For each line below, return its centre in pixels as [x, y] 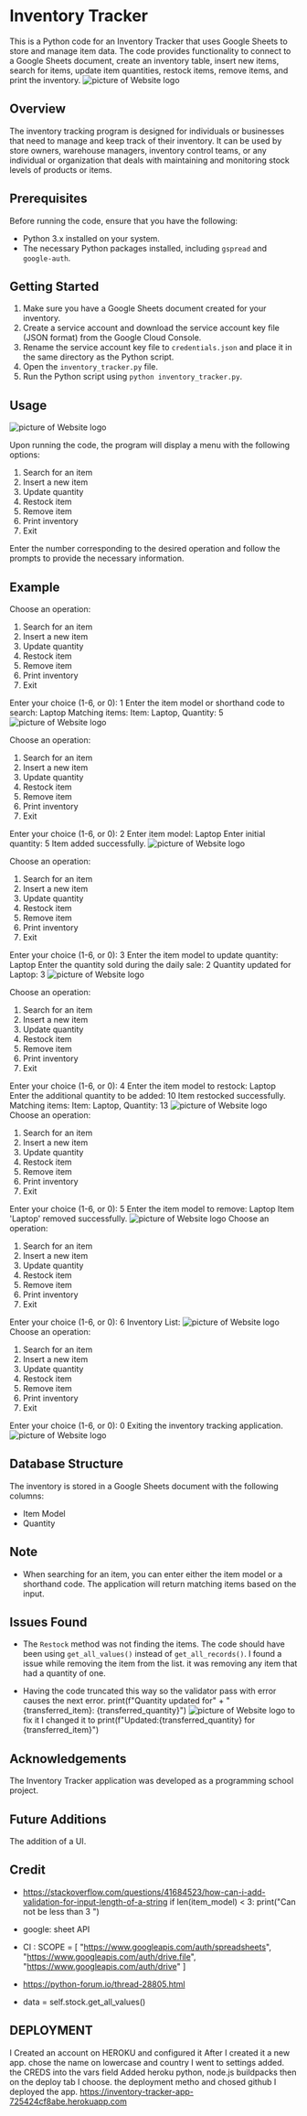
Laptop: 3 [27, 974]
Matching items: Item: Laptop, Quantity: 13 [89, 1105]
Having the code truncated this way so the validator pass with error [149, 1691]
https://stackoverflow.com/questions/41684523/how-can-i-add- [144, 1892]
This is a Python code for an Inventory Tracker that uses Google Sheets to [148, 41]
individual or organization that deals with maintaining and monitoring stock [150, 160]
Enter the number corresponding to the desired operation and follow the [145, 549]
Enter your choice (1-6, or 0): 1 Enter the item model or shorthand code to [147, 703]
